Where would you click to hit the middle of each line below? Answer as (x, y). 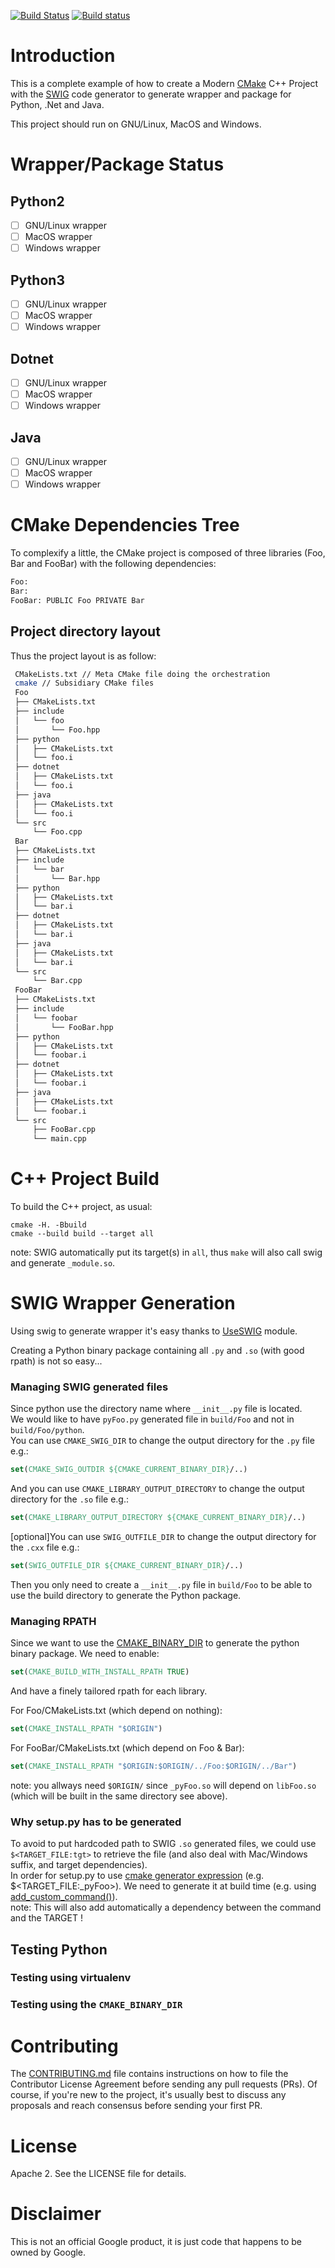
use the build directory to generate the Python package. (126, 1595)
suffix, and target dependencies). (79, 1865)
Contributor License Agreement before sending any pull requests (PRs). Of (164, 2084)
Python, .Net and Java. (57, 104)
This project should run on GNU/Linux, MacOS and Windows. (136, 124)
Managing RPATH (53, 1621)
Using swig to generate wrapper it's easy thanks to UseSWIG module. (154, 1331)
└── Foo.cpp (57, 832)
